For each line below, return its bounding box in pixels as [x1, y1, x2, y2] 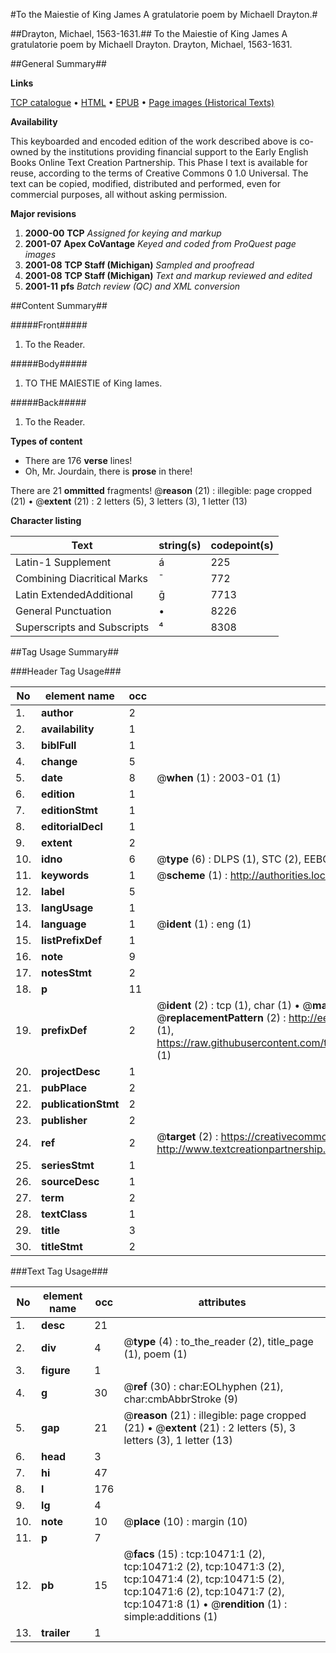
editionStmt [41, 804, 98, 817]
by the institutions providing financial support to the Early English [40, 146, 309, 158]
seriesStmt [41, 1159, 95, 1172]
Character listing [10, 515, 82, 526]
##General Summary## [10, 58, 107, 69]
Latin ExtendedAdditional [15, 588, 133, 601]
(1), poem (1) [123, 1347, 188, 1361]
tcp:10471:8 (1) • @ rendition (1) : [123, 1597, 288, 1611]
